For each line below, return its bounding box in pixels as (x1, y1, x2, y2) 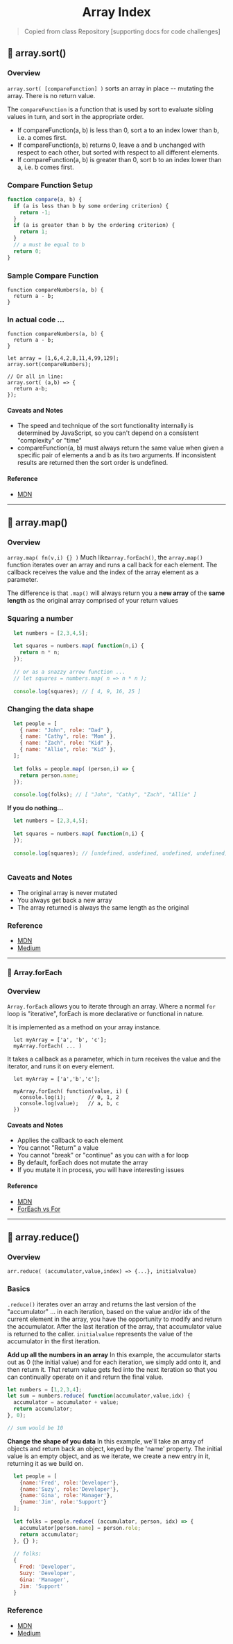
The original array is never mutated (17, 888, 118, 896)
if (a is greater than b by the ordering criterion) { (13, 222, 175, 229)
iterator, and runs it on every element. (7, 1062, 114, 1070)
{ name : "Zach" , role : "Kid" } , (19, 739, 113, 747)
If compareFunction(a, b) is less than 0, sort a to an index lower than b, (17, 126, 220, 134)
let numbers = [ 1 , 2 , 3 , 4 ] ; (7, 1386, 82, 1393)
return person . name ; (19, 772, 79, 779)
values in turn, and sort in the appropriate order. (7, 112, 144, 120)
